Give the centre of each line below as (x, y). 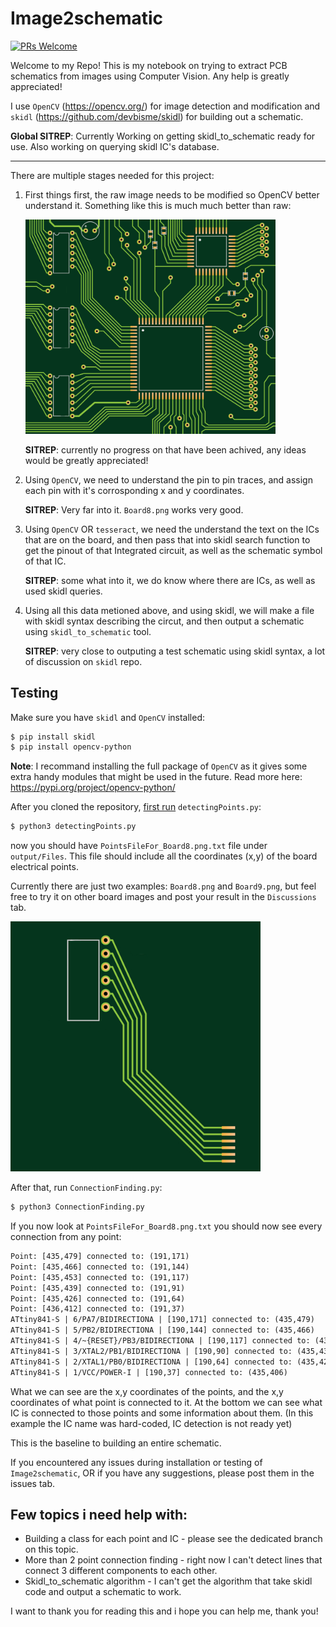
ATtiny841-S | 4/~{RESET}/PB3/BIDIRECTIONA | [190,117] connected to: (160, 1341)
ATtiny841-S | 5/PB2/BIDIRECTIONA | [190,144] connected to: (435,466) (162, 1330)
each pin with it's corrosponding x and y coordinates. (134, 490)
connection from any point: (66, 1237)
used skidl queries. (63, 591)
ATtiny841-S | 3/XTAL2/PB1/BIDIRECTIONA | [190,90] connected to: (151, 1351)
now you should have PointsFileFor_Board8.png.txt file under (139, 846)
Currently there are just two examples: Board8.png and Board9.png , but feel (163, 886)
